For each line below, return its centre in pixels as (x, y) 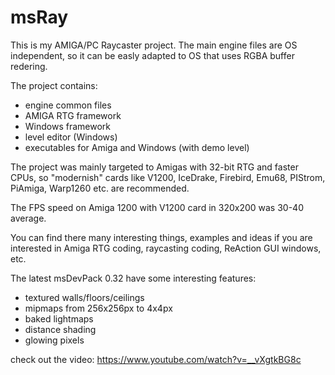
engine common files (68, 105)
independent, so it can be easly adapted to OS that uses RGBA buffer (152, 55)
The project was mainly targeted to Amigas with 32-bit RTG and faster (154, 167)
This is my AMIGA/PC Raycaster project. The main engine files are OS (154, 45)
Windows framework (68, 126)
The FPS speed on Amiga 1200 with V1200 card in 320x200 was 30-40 (157, 207)
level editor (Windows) (71, 137)
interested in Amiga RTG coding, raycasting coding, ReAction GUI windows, (166, 248)
